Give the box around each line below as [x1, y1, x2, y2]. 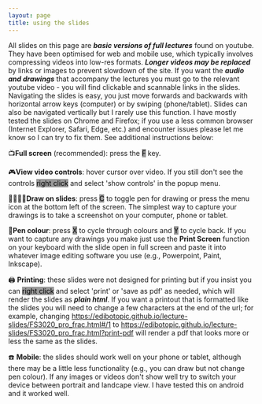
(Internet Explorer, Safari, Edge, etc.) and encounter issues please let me [8, 124, 244, 134]
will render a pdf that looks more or [135, 328, 249, 337]
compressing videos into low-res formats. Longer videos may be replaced [8, 57, 251, 67]
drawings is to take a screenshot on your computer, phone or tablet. [8, 210, 228, 220]
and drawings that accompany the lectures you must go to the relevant [8, 74, 240, 83]
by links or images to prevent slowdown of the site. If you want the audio [8, 65, 245, 75]
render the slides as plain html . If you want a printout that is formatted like [8, 295, 249, 304]
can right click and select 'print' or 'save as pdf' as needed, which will [8, 286, 234, 295]
